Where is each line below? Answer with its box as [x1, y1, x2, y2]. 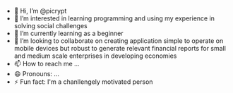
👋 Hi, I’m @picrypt [13, 7, 67, 15]
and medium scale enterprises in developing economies [13, 51, 177, 60]
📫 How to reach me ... [13, 60, 80, 68]
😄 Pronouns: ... [13, 70, 60, 77]
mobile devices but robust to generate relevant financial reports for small [13, 44, 226, 52]
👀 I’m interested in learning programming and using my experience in [13, 14, 215, 23]
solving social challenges [13, 22, 88, 30]
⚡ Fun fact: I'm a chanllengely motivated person [13, 77, 153, 86]
